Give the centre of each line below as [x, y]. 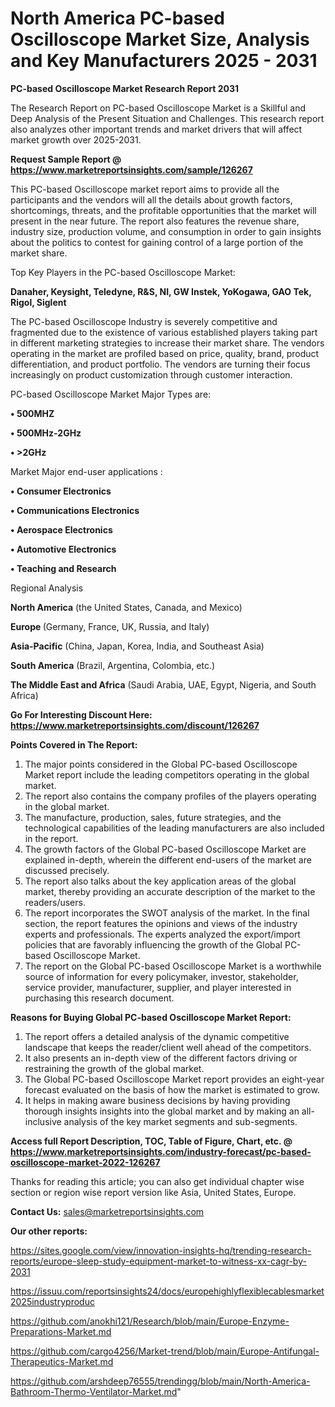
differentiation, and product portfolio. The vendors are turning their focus [160, 364]
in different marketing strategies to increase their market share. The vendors [167, 343]
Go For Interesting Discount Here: [81, 714]
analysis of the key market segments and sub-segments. [180, 1121]
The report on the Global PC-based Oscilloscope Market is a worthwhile [173, 966]
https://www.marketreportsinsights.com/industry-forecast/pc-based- [161, 1151]
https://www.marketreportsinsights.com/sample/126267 [131, 169]
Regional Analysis [47, 588]
